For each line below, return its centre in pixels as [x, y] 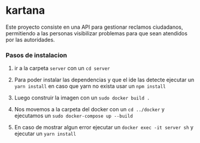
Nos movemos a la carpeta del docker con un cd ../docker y [90, 109]
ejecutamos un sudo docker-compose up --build [73, 116]
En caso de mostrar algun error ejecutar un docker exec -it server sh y [104, 127]
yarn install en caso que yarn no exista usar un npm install [90, 86]
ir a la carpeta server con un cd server [62, 68]
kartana [25, 10]
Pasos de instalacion [36, 55]
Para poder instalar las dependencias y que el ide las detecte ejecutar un [104, 80]
